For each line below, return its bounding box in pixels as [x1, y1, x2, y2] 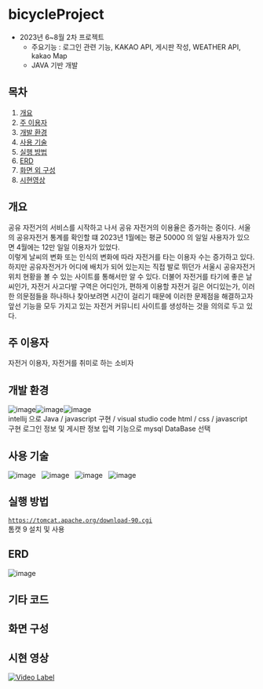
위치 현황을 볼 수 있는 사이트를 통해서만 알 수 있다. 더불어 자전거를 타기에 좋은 [8, 272, 245, 281]
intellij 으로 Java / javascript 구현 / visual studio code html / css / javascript [8, 414, 248, 424]
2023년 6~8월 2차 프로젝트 [19, 32, 104, 42]
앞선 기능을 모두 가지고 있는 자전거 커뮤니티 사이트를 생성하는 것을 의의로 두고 [8, 301, 245, 311]
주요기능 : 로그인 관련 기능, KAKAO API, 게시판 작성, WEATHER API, [31, 42, 241, 52]
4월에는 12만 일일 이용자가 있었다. [16, 242, 120, 252]
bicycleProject [8, 5, 104, 24]
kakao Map [31, 51, 68, 60]
